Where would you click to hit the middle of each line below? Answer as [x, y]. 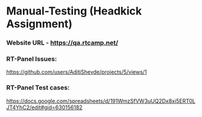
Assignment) [39, 24]
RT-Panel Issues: [32, 59]
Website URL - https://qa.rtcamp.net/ [62, 43]
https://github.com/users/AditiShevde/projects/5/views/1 [77, 72]
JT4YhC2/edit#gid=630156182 [44, 107]
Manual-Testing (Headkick [74, 11]
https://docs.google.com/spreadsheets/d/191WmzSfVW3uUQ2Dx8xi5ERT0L [101, 101]
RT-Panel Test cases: [38, 87]
